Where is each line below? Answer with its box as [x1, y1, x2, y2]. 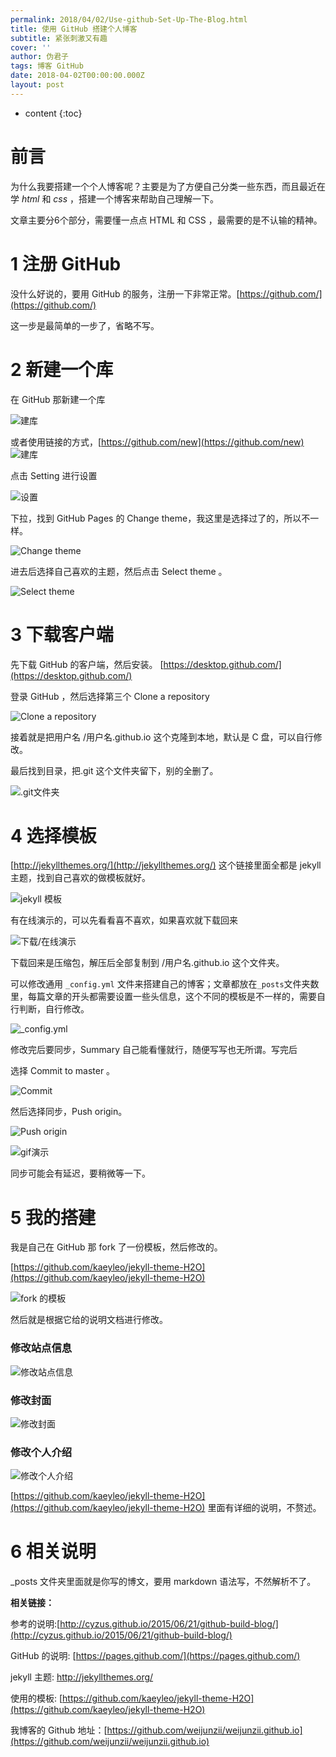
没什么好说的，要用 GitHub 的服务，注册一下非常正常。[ [10, 287, 240, 300]
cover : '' [10, 42, 52, 53]
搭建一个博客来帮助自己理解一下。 [78, 192, 220, 205]
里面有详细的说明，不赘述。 [207, 1502, 322, 1514]
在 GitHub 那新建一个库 [10, 393, 106, 405]
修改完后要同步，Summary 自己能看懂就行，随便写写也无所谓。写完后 [10, 1044, 298, 1056]
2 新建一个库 [10, 358, 114, 381]
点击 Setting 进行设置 [10, 469, 98, 481]
